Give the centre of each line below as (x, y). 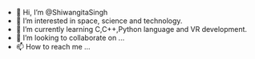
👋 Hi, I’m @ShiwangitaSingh (62, 12)
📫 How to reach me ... (53, 47)
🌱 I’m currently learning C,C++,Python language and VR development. (131, 29)
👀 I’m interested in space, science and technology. (99, 21)
